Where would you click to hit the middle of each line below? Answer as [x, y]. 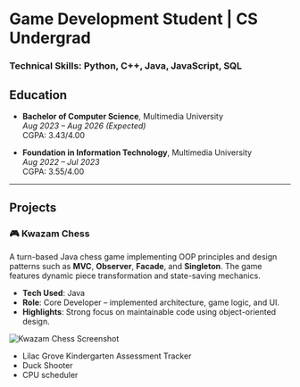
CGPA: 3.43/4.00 [54, 135]
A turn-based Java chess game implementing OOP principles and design [143, 256]
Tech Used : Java [54, 292]
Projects [33, 208]
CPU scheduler [50, 375]
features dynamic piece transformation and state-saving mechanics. [135, 276]
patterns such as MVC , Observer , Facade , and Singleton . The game [136, 266]
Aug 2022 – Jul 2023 [61, 161]
